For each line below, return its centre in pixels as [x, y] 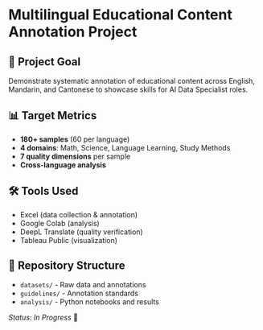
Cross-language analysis [63, 165]
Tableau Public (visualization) [69, 240]
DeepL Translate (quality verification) [81, 232]
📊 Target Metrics [53, 115]
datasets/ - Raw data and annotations [83, 285]
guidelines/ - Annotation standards [79, 293]
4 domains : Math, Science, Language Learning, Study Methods [125, 147]
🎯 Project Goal [45, 62]
